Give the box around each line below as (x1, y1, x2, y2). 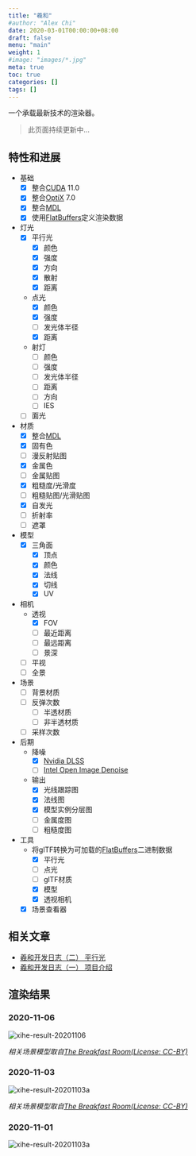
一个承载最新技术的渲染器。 (8, 108, 99, 118)
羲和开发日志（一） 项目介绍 (19, 962, 113, 972)
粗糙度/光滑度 (31, 480, 77, 490)
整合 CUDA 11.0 (31, 183, 80, 193)
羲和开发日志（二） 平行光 (19, 952, 106, 961)
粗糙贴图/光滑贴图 (31, 490, 90, 500)
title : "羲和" (8, 11, 53, 20)
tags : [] (8, 85, 37, 94)
